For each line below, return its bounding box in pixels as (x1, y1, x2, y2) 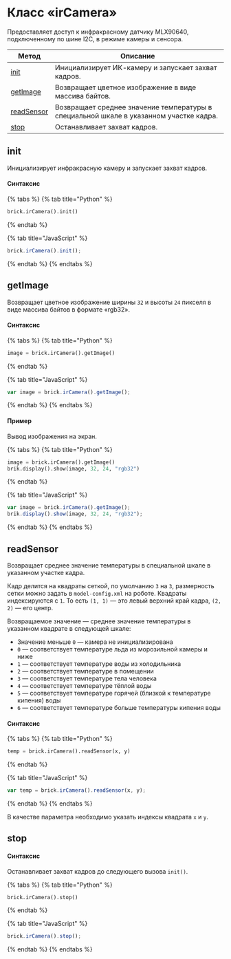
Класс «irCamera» (7, 5, 118, 21)
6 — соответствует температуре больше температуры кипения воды (16, 703, 221, 711)
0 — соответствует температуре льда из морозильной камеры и (16, 645, 208, 653)
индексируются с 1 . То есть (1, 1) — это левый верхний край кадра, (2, (7, 596, 221, 605)
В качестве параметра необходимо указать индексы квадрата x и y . (7, 812, 208, 821)
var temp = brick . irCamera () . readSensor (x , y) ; (7, 787, 146, 794)
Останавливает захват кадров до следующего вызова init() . (7, 867, 188, 875)
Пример (7, 417, 32, 425)
